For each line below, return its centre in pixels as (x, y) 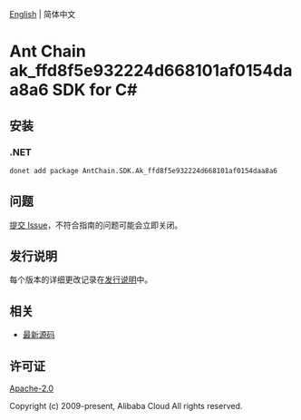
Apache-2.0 (32, 388)
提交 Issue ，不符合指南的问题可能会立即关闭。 (96, 225)
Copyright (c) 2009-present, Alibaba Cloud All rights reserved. (126, 406)
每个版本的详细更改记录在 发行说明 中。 (81, 279)
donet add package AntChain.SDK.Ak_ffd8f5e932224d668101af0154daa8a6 (144, 171)
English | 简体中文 (43, 14)
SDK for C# (95, 90)
